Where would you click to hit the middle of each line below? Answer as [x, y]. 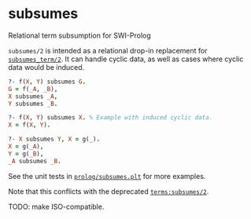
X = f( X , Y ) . [30, 125]
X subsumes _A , [33, 96]
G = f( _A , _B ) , [33, 89]
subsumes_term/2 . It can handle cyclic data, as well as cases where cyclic [126, 59]
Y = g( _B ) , [26, 154]
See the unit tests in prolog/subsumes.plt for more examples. [107, 176]
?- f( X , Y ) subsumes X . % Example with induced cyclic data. [111, 118]
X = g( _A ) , [26, 147]
